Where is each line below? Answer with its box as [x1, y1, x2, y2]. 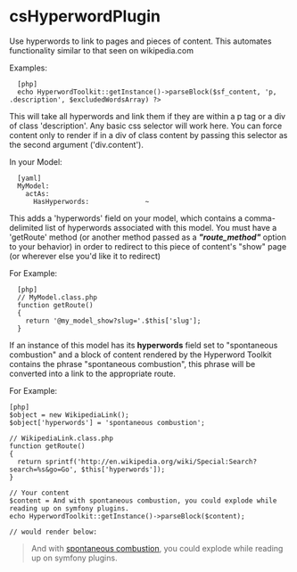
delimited [9, 222, 44, 233]
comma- [243, 212, 276, 224]
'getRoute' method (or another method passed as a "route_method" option [9, 232, 287, 242]
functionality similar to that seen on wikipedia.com [9, 45, 194, 55]
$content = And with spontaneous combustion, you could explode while [9, 496, 277, 505]
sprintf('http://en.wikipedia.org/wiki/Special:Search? [45, 457, 257, 466]
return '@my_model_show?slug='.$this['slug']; [25, 316, 202, 325]
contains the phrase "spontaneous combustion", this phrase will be [9, 358, 256, 369]
